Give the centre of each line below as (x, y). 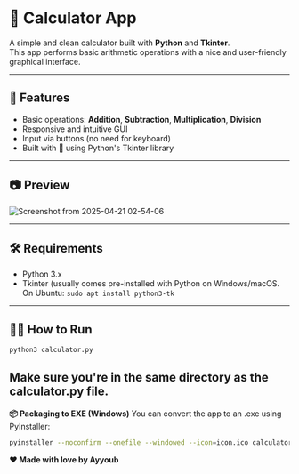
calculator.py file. (59, 392)
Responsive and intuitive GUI (75, 129)
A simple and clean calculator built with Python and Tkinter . (120, 43)
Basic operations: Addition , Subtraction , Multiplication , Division (141, 119)
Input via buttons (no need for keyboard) (97, 138)
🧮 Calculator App (73, 18)
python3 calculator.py (51, 350)
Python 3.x (42, 274)
